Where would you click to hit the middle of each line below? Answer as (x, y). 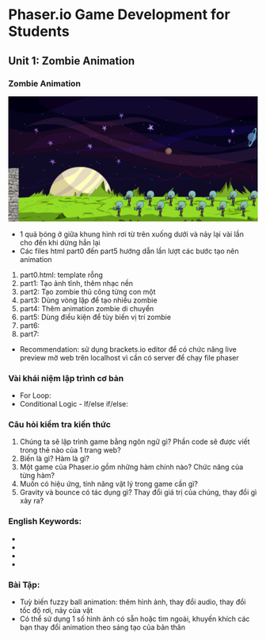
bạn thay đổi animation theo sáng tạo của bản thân (103, 627)
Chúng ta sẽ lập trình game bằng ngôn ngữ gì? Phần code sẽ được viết (135, 441)
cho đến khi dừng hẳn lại (60, 242)
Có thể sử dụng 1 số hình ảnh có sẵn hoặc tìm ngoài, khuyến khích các (135, 619)
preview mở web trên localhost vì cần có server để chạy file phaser (129, 357)
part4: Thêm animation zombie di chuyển (87, 308)
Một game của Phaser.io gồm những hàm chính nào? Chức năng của (131, 467)
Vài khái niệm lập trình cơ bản (66, 378)
